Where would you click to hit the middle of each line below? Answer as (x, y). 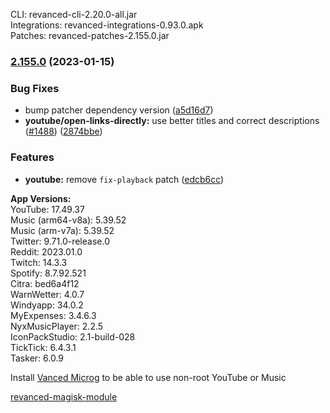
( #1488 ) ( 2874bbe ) (63, 131)
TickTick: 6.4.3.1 (43, 347)
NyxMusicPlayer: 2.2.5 (57, 326)
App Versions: (41, 198)
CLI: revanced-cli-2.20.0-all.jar (74, 14)
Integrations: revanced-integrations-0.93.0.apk (107, 25)
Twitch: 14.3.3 (39, 262)
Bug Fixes (35, 88)
